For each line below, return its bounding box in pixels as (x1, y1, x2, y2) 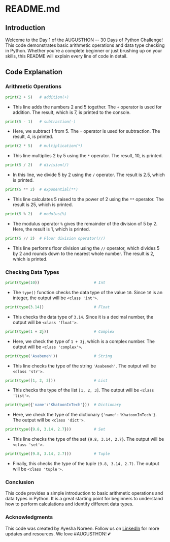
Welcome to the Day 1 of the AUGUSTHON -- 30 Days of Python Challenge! (5, 37, 163, 43)
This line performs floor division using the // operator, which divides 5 (12, 245, 160, 251)
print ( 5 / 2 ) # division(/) (5, 162, 70, 168)
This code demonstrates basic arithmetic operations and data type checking (5, 42, 165, 48)
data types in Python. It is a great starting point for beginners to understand (5, 496, 163, 502)
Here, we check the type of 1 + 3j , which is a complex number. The (12, 338, 155, 344)
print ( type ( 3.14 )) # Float (5, 304, 110, 309)
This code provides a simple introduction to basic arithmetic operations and (5, 490, 163, 496)
